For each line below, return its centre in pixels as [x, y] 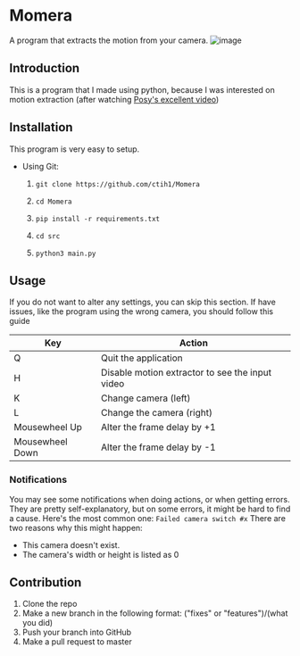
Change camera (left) [146, 398]
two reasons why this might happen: [76, 527]
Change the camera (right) [157, 413]
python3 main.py [66, 253]
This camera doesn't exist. [71, 544]
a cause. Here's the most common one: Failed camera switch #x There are [147, 518]
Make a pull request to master [77, 642]
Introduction [45, 68]
